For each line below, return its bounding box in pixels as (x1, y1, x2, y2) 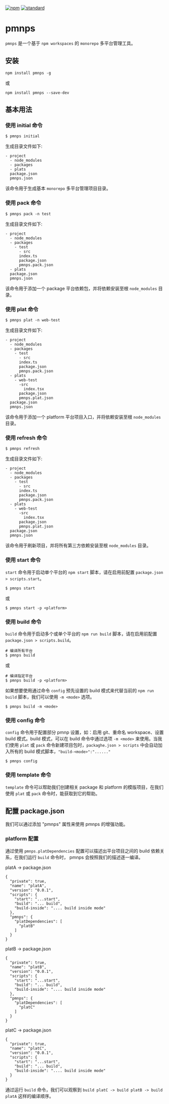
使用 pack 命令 (5, 199, 42, 207)
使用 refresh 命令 (5, 434, 47, 441)
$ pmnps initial (5, 134, 40, 139)
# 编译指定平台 (5, 673, 33, 679)
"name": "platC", (10, 1046, 47, 1051)
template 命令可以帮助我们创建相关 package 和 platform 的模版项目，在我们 (5, 784, 164, 790)
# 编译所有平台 (5, 648, 33, 653)
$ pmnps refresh (5, 446, 40, 451)
